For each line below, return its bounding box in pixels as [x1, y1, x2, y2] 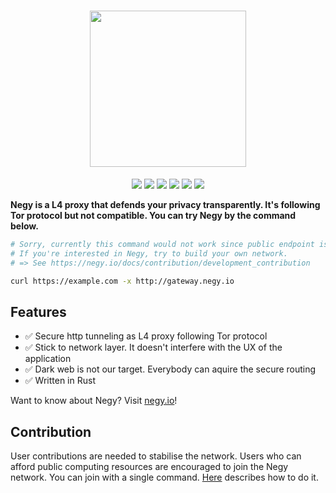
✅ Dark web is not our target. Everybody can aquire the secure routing [24, 363, 317, 375]
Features [10, 303, 67, 320]
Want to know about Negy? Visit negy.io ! [10, 395, 178, 407]
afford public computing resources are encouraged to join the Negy [10, 461, 289, 473]
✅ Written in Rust [24, 375, 96, 387]
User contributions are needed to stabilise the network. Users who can [10, 450, 302, 462]
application [24, 353, 72, 365]
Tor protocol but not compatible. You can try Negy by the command [10, 209, 297, 221]
